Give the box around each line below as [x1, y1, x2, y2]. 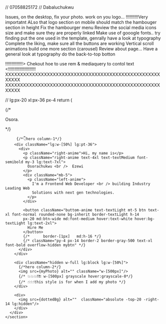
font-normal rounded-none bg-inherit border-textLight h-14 [11, 212, 140, 217]
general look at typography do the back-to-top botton [5, 51, 116, 57]
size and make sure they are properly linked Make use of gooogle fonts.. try [5, 30, 161, 35]
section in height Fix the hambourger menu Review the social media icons [5, 24, 157, 30]
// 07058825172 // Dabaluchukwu [5, 4, 74, 10]
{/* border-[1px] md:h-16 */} [23, 234, 101, 239]
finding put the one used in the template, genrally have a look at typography [5, 35, 161, 41]
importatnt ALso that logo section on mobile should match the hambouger [5, 19, 157, 25]
